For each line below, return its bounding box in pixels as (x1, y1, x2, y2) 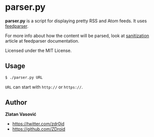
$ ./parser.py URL (5, 75, 43, 80)
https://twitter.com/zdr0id (12, 121, 65, 127)
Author (5, 98, 27, 107)
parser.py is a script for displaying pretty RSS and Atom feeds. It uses (5, 18, 147, 24)
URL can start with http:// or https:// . (5, 84, 83, 90)
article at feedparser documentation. (5, 38, 80, 44)
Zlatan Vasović (5, 111, 36, 117)
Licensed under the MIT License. (5, 47, 72, 53)
